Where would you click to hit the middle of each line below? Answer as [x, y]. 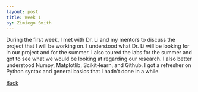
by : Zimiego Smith [29, 23]
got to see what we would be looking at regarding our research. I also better [99, 59]
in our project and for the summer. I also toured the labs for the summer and [99, 53]
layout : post [22, 12]
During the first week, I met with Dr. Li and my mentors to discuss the [91, 40]
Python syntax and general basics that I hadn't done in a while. [83, 72]
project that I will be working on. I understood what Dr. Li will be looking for [98, 46]
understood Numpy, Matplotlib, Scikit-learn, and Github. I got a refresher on [99, 65]
